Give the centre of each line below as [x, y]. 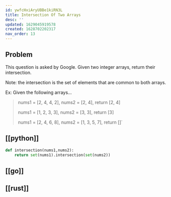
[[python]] [22, 138]
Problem [19, 55]
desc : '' [15, 19]
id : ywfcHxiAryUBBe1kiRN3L [34, 10]
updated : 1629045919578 [31, 24]
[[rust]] [17, 189]
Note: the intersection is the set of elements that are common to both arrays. [86, 82]
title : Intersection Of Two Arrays [43, 15]
